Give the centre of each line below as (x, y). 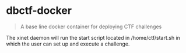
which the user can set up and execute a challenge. (68, 44)
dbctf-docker (39, 11)
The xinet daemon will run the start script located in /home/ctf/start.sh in (93, 37)
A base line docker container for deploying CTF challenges (91, 26)
